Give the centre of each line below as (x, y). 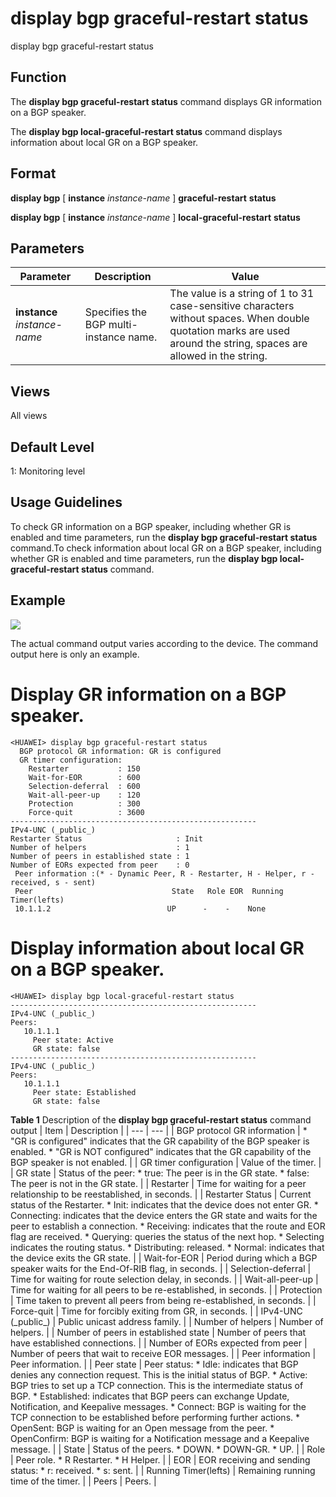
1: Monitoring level (48, 471)
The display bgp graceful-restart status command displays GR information (166, 101)
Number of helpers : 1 (100, 847)
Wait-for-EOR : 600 (84, 777)
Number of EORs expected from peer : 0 (100, 865)
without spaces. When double (239, 319)
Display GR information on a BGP (148, 694)
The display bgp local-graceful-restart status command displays (146, 131)
